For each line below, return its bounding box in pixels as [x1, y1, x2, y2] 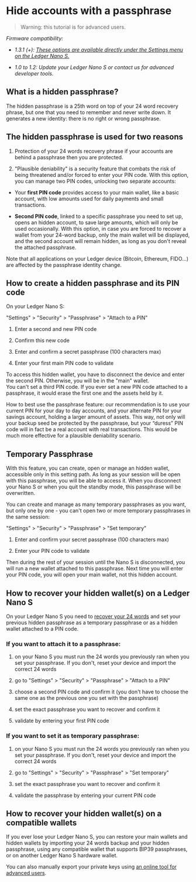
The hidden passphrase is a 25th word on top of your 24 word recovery [6, 102, 178, 110]
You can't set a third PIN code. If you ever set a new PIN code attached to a [6, 384, 188, 391]
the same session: [6, 514, 50, 521]
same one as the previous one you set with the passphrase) [14, 695, 159, 702]
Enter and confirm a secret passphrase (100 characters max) [14, 348, 161, 355]
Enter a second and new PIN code [14, 326, 97, 333]
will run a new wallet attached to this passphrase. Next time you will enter [6, 565, 183, 572]
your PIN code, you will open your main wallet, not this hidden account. [6, 571, 178, 578]
